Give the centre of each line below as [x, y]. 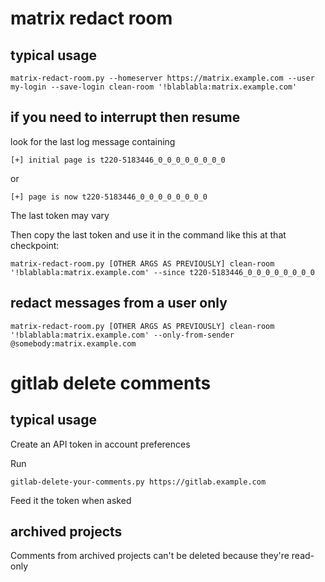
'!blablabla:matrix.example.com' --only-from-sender [122, 335]
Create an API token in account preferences [100, 444]
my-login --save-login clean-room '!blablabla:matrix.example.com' [154, 87]
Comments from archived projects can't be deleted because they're [150, 556]
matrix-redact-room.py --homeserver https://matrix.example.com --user [162, 78]
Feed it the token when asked [71, 500]
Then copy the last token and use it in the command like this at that [148, 234]
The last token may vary [60, 215]
